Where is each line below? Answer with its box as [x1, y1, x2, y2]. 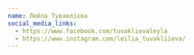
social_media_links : [7, 19, 78, 27]
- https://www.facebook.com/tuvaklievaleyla [15, 27, 168, 35]
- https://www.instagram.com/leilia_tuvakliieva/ [15, 34, 186, 43]
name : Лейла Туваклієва [7, 11, 88, 20]
